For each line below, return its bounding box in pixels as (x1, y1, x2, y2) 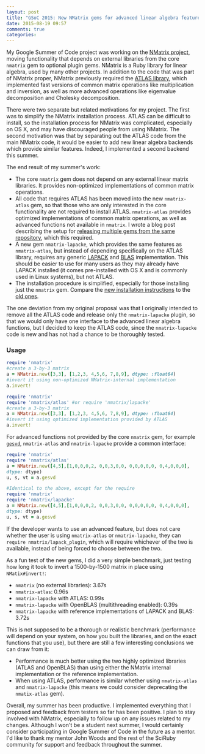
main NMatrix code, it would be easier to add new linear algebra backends (6, 139, 193, 146)
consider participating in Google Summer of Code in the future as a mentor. (6, 728, 196, 735)
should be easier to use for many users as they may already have (15, 260, 179, 267)
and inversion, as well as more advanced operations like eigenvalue (6, 88, 176, 95)
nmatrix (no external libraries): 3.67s (15, 581, 107, 588)
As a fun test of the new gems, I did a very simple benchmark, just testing (6, 556, 192, 564)
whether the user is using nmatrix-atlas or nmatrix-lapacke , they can (6, 531, 181, 539)
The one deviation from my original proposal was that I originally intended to (6, 305, 198, 312)
